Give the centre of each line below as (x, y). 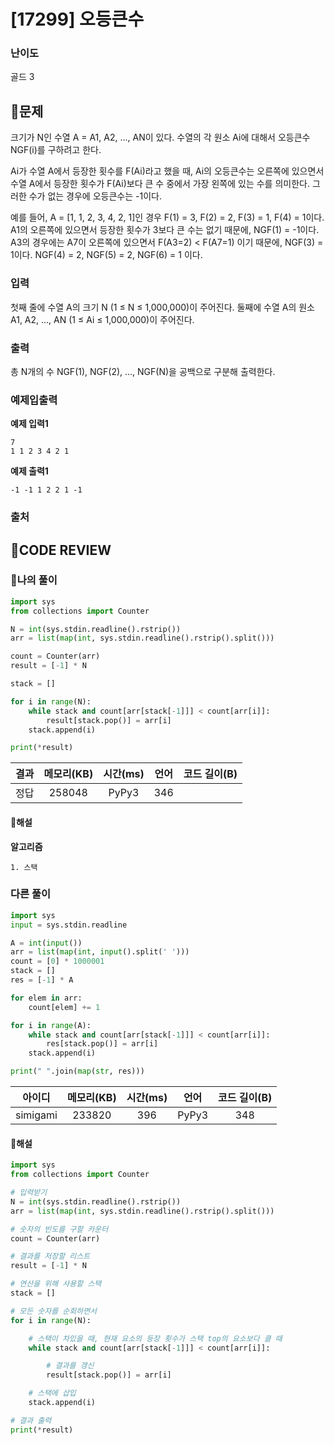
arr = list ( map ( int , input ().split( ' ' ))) (100, 952)
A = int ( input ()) (46, 943)
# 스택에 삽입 (52, 1393)
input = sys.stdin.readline (69, 925)
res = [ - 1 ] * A (42, 980)
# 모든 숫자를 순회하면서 (54, 1311)
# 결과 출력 (31, 1420)
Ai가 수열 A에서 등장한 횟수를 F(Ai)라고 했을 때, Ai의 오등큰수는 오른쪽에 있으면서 (167, 171)
